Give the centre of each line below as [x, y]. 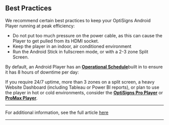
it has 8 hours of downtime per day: [42, 72]
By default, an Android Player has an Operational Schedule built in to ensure [84, 67]
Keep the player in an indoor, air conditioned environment [72, 46]
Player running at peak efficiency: [40, 26]
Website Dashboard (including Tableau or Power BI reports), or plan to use [82, 87]
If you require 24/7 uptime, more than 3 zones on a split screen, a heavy [80, 82]
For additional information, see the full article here [57, 112]
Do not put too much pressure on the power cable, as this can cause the [87, 35]
